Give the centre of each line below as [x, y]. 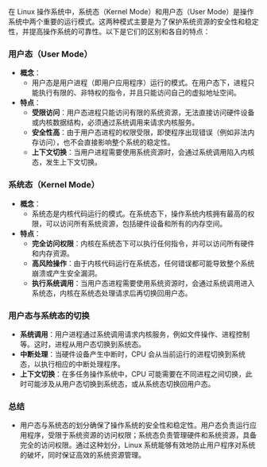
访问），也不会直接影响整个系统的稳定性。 [106, 142]
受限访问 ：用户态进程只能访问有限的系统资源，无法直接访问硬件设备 [143, 113]
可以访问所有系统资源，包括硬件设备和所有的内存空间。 [136, 223]
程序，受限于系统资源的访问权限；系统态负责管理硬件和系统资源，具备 [141, 435]
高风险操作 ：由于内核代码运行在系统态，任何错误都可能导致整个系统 [143, 263]
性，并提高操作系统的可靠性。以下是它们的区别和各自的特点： [109, 31]
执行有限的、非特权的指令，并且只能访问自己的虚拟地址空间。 [139, 93]
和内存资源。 [52, 253]
